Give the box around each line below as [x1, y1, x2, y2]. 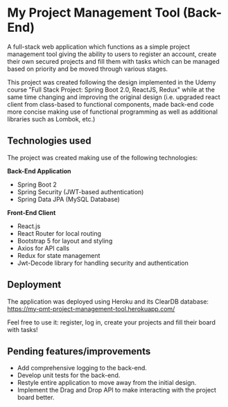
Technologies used [7, 135, 91, 147]
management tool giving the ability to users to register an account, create [7, 50, 217, 58]
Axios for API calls [17, 244, 70, 252]
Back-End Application [7, 166, 71, 175]
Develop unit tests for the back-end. [17, 371, 121, 379]
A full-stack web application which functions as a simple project [7, 42, 191, 51]
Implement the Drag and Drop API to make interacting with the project [17, 386, 217, 395]
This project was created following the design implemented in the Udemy [7, 78, 216, 86]
